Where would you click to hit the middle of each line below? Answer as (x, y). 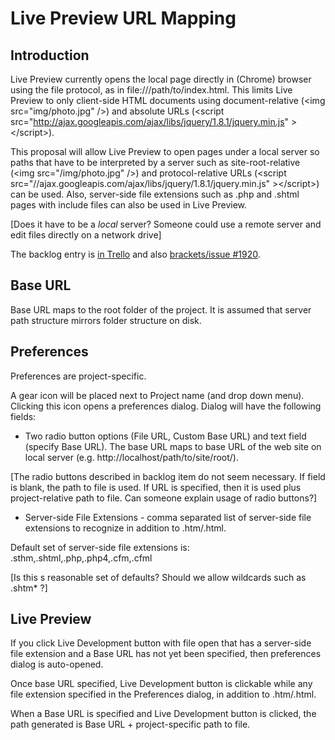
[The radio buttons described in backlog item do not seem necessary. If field (168, 476)
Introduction (50, 55)
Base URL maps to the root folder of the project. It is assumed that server (161, 309)
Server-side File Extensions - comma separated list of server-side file (168, 517)
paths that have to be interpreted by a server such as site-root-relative (155, 162)
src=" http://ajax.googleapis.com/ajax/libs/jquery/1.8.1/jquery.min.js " (150, 121)
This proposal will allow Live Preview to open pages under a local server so (165, 151)
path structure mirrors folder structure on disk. (106, 320)
